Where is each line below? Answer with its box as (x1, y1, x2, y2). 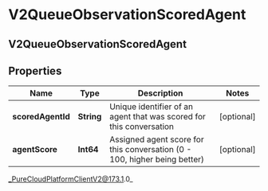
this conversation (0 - (108, 144, 192, 155)
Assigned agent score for (108, 134, 205, 145)
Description (137, 88, 183, 99)
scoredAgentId (12, 111, 70, 123)
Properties (8, 64, 62, 77)
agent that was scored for (108, 111, 206, 123)
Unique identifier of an (108, 101, 194, 112)
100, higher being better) (108, 154, 205, 165)
